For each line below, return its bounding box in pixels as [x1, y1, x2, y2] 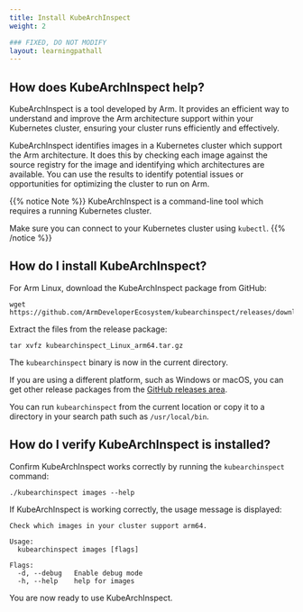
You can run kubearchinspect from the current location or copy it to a [9, 401, 265, 412]
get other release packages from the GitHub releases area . [9, 384, 228, 395]
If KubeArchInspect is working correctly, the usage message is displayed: [9, 504, 282, 515]
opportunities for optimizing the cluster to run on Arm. [9, 178, 210, 189]
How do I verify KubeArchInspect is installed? [9, 437, 271, 452]
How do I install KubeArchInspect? [9, 259, 207, 274]
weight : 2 [9, 22, 47, 31]
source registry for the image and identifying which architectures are [9, 160, 265, 170]
